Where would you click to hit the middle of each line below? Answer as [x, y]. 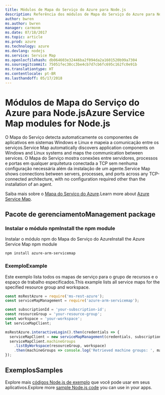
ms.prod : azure [21, 42]
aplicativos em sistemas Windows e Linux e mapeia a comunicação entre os [82, 142]
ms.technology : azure [27, 46]
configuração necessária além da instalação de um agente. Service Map [78, 168]
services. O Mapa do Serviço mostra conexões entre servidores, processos [82, 158]
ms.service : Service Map [30, 55]
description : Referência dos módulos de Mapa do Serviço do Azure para [80, 14]
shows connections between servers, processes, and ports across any [77, 174]
